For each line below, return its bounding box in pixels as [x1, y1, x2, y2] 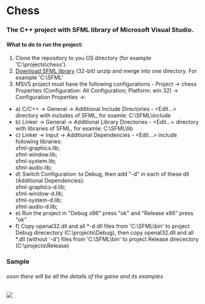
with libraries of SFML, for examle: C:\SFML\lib [15, 125, 133, 132]
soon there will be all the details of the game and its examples [6, 272, 164, 279]
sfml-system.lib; [15, 158, 56, 165]
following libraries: [15, 138, 63, 145]
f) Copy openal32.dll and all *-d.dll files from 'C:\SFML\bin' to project [15, 222, 190, 230]
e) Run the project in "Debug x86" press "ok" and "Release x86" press [15, 210, 194, 217]
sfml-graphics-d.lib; [15, 183, 66, 191]
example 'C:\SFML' [15, 74, 63, 82]
